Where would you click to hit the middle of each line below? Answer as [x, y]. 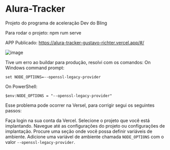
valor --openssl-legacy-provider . [40, 142]
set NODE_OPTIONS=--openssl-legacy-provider [53, 77]
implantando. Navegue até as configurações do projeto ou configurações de [85, 126]
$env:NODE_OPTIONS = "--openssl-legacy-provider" [59, 96]
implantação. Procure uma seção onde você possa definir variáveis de [79, 131]
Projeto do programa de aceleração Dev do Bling [56, 23]
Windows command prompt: [35, 68]
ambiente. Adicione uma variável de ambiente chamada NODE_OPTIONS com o [84, 137]
